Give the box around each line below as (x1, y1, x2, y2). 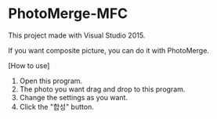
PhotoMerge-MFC (8, 5, 128, 23)
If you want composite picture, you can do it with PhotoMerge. (8, 45, 210, 55)
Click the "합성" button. (19, 102, 94, 111)
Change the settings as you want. (19, 92, 128, 102)
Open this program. (19, 76, 83, 85)
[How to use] (8, 60, 50, 70)
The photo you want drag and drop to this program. (19, 84, 186, 94)
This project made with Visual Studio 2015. (8, 31, 146, 40)
